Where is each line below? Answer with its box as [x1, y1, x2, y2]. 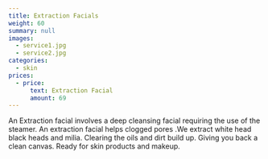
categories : [8, 57, 48, 65]
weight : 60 [8, 19, 45, 27]
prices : [8, 71, 35, 79]
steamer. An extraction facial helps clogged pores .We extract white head [8, 124, 252, 134]
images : [8, 34, 35, 43]
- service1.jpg [15, 42, 67, 50]
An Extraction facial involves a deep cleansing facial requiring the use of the [8, 116, 261, 125]
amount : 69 [29, 94, 67, 102]
